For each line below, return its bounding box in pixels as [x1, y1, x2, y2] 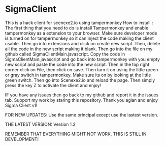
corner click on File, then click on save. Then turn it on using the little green [5, 66, 158, 72]
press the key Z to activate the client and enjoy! [5, 82, 101, 88]
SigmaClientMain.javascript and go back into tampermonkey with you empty [5, 56, 160, 62]
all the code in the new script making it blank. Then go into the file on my [5, 46, 153, 52]
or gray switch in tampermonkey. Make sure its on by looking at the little [5, 72, 151, 78]
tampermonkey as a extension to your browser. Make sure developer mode [5, 30, 158, 36]
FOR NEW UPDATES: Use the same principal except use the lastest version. [5, 112, 159, 117]
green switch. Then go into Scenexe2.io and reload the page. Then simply [5, 77, 155, 83]
